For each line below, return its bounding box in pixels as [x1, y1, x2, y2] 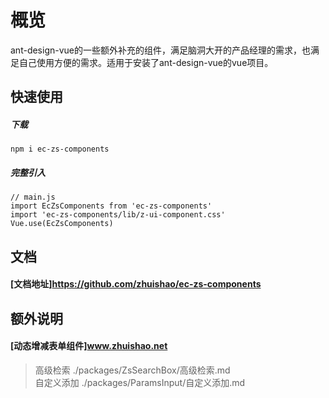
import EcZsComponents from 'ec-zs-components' [10, 201, 213, 211]
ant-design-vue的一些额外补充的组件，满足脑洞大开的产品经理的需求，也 [10, 44, 311, 56]
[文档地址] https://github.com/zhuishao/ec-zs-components [10, 278, 262, 290]
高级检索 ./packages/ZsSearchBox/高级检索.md [34, 364, 231, 376]
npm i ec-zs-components [10, 144, 110, 155]
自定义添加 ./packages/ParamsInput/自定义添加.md [34, 376, 246, 388]
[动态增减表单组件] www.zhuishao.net [10, 340, 168, 352]
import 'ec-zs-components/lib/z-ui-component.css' [10, 210, 226, 220]
